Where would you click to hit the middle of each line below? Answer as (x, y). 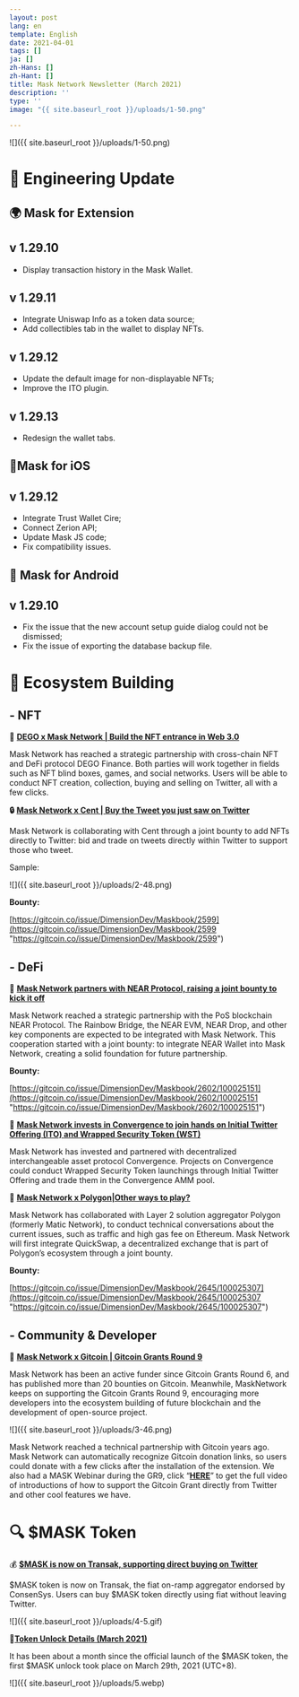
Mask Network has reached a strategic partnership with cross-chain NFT (144, 754)
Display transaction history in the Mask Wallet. (107, 269)
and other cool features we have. (70, 1495)
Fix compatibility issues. (67, 547)
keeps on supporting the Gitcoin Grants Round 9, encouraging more (134, 1393)
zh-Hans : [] (31, 68)
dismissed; (42, 637)
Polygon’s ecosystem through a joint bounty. (91, 1253)
